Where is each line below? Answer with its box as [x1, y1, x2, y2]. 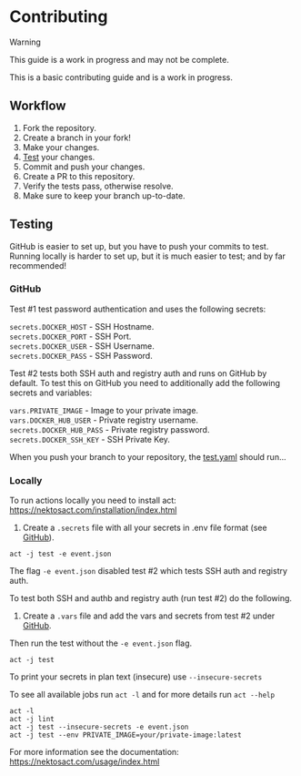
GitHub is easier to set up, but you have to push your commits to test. [9, 240, 269, 251]
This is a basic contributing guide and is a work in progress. [9, 71, 234, 83]
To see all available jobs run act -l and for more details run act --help [9, 689, 276, 700]
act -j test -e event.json [9, 549, 112, 559]
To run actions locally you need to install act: [9, 495, 177, 506]
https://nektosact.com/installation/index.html [9, 505, 177, 516]
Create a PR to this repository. [22, 170, 135, 181]
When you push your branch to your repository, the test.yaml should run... [9, 451, 286, 462]
